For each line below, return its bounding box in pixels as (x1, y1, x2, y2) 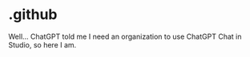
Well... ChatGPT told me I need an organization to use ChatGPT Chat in (8, 32, 242, 41)
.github (8, 6, 58, 24)
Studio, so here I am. (8, 40, 77, 49)
